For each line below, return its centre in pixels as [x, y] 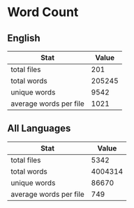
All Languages [39, 129]
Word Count [43, 12]
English [24, 38]
